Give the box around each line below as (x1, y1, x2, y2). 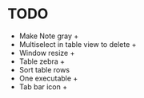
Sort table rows (18, 65, 70, 74)
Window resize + (18, 48, 75, 57)
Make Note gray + (18, 31, 79, 41)
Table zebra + (18, 57, 66, 66)
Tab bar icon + (18, 81, 68, 92)
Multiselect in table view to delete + (18, 39, 137, 49)
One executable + (18, 73, 78, 83)
